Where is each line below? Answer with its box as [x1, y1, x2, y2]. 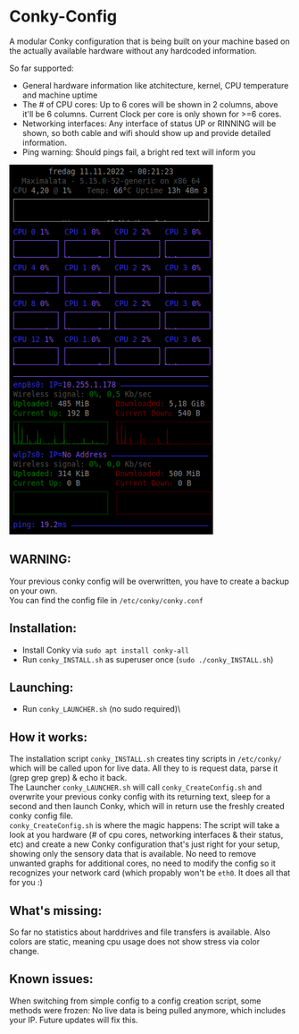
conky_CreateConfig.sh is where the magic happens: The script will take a [9, 820, 280, 831]
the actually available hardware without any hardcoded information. [9, 45, 257, 56]
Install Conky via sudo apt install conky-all [21, 645, 190, 655]
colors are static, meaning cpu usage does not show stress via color [9, 936, 261, 946]
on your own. [9, 585, 58, 596]
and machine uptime [21, 90, 98, 100]
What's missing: [9, 902, 103, 919]
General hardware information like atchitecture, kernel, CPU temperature [21, 80, 289, 90]
